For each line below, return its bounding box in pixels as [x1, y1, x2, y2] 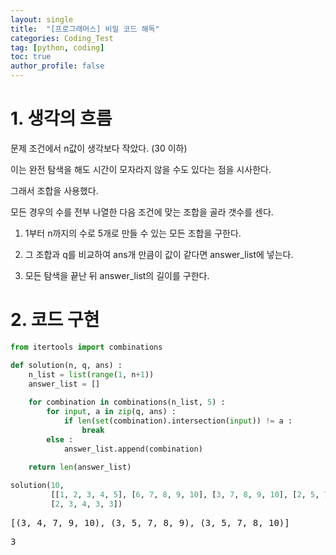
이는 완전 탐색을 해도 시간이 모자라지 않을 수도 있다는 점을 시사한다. [10, 163, 272, 175]
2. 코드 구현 [10, 309, 100, 331]
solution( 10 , [10, 481, 65, 491]
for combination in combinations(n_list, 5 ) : [28, 397, 226, 408]
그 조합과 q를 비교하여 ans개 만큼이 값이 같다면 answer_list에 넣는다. [24, 248, 294, 260]
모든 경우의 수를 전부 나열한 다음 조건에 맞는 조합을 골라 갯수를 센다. [10, 206, 274, 218]
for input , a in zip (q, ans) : [46, 407, 177, 417]
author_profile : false [10, 61, 105, 71]
